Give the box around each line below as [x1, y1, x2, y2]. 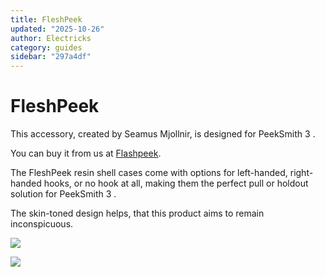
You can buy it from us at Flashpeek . [10, 147, 162, 160]
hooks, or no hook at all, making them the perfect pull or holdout [43, 177, 309, 190]
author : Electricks [10, 33, 92, 43]
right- [289, 167, 314, 179]
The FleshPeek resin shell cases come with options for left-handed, [10, 167, 288, 179]
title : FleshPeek [10, 14, 83, 25]
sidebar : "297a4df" [10, 52, 92, 62]
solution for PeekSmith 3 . [10, 188, 117, 200]
